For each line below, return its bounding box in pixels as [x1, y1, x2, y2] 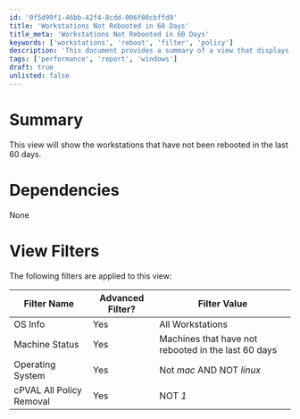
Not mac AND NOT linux [159, 364, 262, 376]
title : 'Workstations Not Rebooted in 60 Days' [9, 21, 190, 30]
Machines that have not [159, 332, 258, 345]
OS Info [13, 318, 46, 331]
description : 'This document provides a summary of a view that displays [9, 46, 290, 55]
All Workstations [159, 318, 228, 331]
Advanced [99, 291, 145, 304]
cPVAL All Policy [13, 383, 83, 396]
